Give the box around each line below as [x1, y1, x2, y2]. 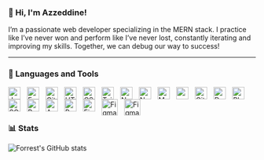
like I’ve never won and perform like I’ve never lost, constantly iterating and [8, 33, 251, 42]
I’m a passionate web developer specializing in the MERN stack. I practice [8, 25, 247, 35]
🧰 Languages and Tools [8, 68, 99, 79]
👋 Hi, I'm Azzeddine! [8, 7, 87, 18]
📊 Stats [8, 122, 39, 133]
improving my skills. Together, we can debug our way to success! [8, 42, 220, 51]
